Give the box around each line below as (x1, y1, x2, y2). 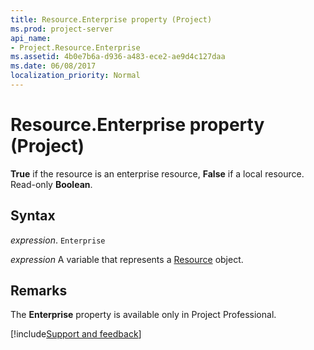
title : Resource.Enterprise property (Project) (10, 14, 213, 25)
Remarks (10, 282, 68, 300)
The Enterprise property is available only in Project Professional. (10, 309, 277, 321)
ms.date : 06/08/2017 (10, 61, 97, 71)
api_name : (10, 33, 52, 43)
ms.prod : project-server (10, 24, 114, 34)
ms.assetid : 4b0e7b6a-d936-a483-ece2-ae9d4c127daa (10, 52, 226, 62)
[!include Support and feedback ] (10, 328, 142, 340)
